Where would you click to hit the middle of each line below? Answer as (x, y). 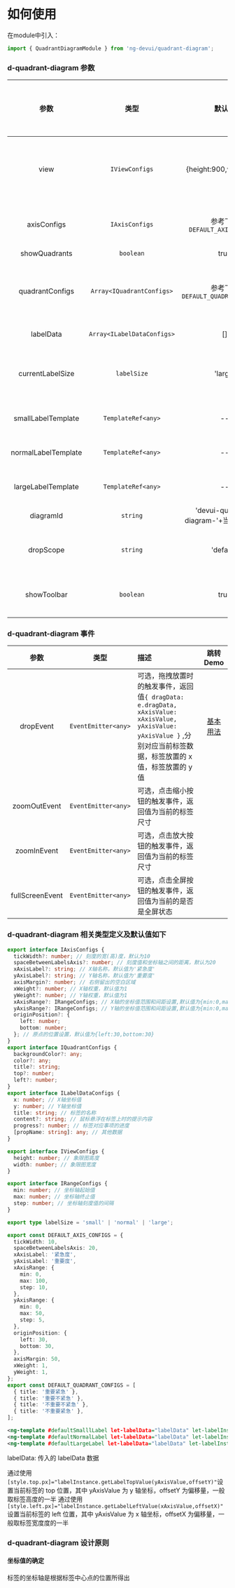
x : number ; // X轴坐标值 (48, 1100)
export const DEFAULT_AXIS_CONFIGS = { (65, 1235)
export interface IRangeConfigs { (58, 1184)
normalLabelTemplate (47, 453)
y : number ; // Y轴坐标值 (48, 1106)
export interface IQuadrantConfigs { (62, 1047)
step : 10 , (34, 1287)
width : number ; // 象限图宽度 (55, 1165)
